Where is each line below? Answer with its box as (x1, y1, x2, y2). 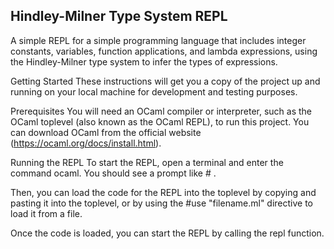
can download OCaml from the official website (10, 126, 202, 138)
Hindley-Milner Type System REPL (10, 8, 228, 25)
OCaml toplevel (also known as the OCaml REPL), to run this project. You (10, 115, 310, 128)
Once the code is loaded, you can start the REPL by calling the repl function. (10, 227, 325, 239)
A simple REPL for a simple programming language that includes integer (10, 34, 307, 46)
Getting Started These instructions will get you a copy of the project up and (10, 75, 321, 87)
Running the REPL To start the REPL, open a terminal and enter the (10, 156, 284, 168)
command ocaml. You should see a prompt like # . (10, 167, 217, 179)
